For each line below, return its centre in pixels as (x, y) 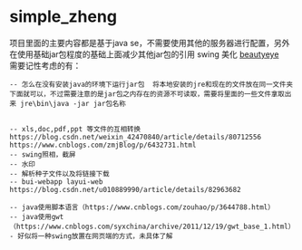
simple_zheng (63, 17)
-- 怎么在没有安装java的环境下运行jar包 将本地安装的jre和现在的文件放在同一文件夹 (151, 84)
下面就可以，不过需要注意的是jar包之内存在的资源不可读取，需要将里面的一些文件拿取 (147, 94)
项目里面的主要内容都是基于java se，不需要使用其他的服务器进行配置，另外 (150, 43)
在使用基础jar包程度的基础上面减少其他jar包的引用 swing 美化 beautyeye (144, 54)
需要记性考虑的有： (45, 65)
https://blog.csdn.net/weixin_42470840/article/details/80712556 (135, 137)
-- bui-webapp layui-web (56, 182)
